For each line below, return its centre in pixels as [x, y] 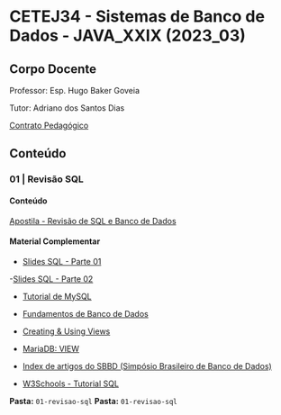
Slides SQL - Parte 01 [62, 261]
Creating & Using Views [66, 331]
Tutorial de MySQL [57, 296]
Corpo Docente [53, 69]
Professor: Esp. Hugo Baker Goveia [75, 90]
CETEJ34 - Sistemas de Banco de [137, 17]
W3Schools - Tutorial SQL [71, 383]
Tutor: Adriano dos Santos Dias [67, 108]
